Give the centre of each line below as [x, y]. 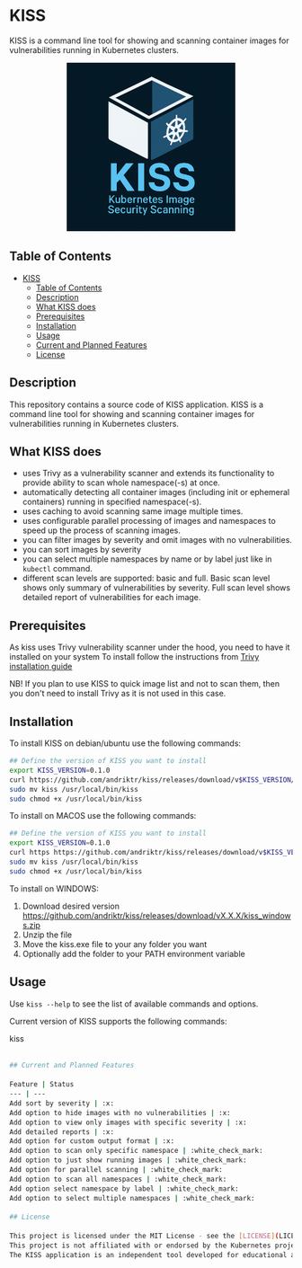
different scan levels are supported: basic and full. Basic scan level [146, 578]
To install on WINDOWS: [54, 888]
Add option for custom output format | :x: [92, 1141]
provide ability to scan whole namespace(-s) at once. [121, 483]
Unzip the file [47, 935]
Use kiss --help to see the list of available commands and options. [134, 1004]
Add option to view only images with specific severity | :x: [128, 1122]
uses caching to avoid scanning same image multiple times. [133, 511]
